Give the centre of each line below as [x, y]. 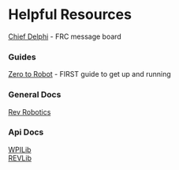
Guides [22, 57]
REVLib [20, 158]
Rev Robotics [30, 111]
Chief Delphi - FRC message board [65, 36]
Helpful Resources [70, 15]
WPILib [20, 149]
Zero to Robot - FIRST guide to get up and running [89, 74]
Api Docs [26, 132]
